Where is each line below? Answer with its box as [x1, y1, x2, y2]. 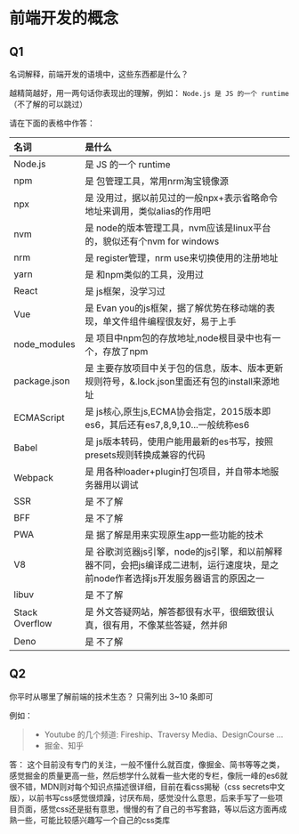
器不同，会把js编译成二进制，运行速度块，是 [84, 559, 271, 571]
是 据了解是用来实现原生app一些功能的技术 [84, 529, 264, 541]
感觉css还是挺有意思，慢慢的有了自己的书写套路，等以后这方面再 [39, 803, 279, 814]
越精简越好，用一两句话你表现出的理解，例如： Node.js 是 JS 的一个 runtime [9, 88, 289, 98]
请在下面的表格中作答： [9, 117, 95, 128]
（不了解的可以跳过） [9, 99, 87, 109]
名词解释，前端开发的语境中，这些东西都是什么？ [9, 69, 189, 79]
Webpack [13, 472, 53, 483]
